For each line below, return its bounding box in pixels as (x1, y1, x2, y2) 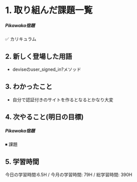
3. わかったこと (5, 82, 52, 91)
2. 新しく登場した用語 (5, 52, 72, 61)
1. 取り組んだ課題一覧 (5, 5, 93, 16)
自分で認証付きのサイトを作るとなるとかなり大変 (12, 96, 113, 103)
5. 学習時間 (5, 157, 39, 166)
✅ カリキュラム (5, 36, 36, 42)
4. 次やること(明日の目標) (5, 113, 84, 121)
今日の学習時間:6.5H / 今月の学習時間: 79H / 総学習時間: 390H (5, 171, 132, 177)
